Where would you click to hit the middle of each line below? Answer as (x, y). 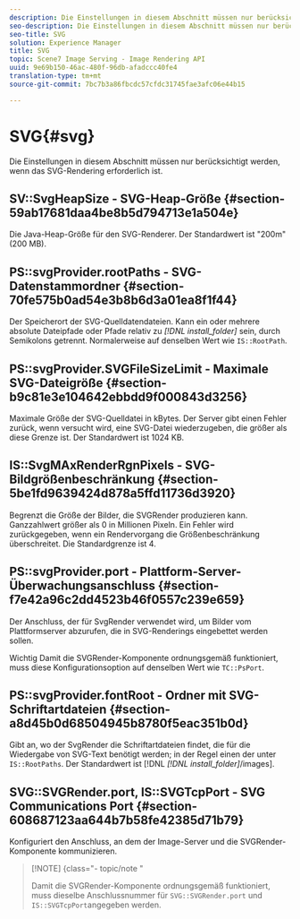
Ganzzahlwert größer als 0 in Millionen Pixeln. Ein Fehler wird (121, 524)
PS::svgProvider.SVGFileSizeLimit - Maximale (139, 369)
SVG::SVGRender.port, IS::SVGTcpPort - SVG (137, 792)
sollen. (21, 640)
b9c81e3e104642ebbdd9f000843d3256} (129, 396)
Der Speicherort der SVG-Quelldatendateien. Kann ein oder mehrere (135, 322)
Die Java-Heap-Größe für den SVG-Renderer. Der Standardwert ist (132, 235)
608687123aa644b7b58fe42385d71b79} (127, 820)
